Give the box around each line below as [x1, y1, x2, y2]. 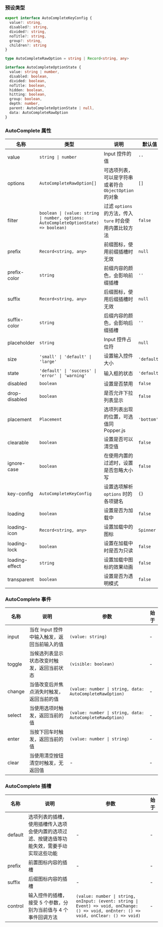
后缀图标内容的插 [28, 875, 67, 882]
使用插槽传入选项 [28, 820, 67, 827]
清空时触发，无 [29, 760, 64, 766]
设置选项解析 [103, 483, 133, 490]
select [7, 712, 22, 719]
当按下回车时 [29, 729, 59, 736]
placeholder [7, 339, 35, 346]
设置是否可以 [103, 436, 133, 443]
